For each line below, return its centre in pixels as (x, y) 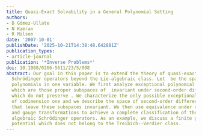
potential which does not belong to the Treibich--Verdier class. (96, 124)
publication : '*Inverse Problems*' (51, 62)
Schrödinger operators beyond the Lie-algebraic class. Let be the (99, 79)
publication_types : (31, 51)
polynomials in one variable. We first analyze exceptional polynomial (103, 85)
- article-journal (29, 57)
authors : (17, 17)
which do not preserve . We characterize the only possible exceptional (105, 96)
